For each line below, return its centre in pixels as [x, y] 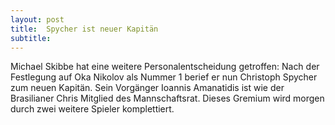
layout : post [37, 19]
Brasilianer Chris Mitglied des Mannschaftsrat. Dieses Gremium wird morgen [167, 98]
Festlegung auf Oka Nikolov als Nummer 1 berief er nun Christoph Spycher [164, 77]
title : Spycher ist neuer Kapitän [84, 29]
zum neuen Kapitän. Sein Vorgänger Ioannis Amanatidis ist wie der [147, 88]
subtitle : [31, 38]
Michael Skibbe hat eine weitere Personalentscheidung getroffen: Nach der [165, 67]
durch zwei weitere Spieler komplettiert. [92, 109]
